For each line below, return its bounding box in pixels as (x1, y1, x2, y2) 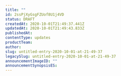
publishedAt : (5, 30, 33, 35)
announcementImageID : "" (5, 58, 57, 63)
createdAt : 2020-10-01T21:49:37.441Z (5, 21, 85, 26)
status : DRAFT (5, 16, 35, 21)
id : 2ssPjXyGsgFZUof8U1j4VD (5, 12, 65, 17)
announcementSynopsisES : (5, 63, 57, 68)
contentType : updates (5, 35, 51, 40)
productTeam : (5, 40, 33, 45)
